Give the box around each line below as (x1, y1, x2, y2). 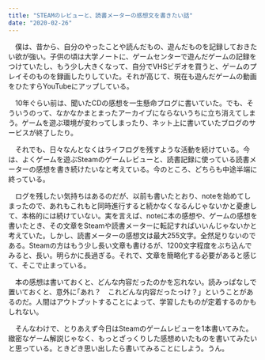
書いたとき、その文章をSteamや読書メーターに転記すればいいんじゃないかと (8, 221, 257, 230)
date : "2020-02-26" (8, 19, 73, 27)
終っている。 (8, 174, 50, 184)
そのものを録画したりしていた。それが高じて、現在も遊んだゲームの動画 (21, 71, 257, 81)
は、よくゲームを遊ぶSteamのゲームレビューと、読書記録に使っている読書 (8, 154, 250, 164)
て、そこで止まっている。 (8, 260, 91, 270)
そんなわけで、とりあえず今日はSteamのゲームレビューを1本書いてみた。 (14, 324, 253, 333)
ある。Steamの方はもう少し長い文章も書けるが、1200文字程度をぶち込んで (8, 241, 252, 250)
